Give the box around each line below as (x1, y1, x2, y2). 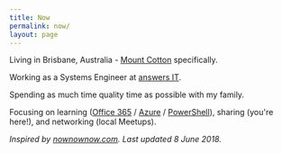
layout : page (9, 30, 59, 39)
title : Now (9, 13, 50, 22)
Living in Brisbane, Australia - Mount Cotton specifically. (9, 55, 218, 66)
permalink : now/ (9, 22, 70, 31)
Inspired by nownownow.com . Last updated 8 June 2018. (9, 134, 223, 145)
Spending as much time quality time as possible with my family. (9, 89, 245, 100)
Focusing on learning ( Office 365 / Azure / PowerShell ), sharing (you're (9, 107, 274, 118)
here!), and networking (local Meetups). (9, 116, 157, 127)
